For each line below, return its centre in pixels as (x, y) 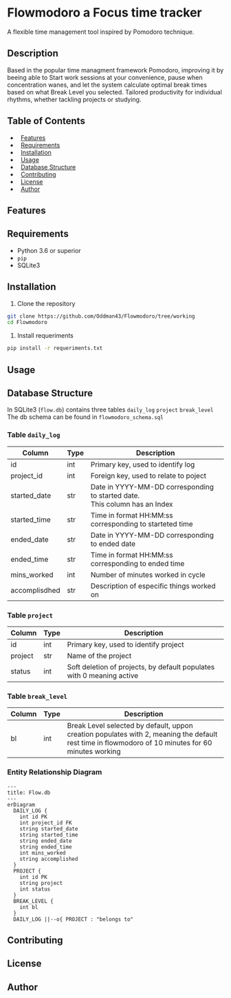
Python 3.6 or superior (49, 250)
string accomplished (49, 859)
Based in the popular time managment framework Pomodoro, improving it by (115, 70)
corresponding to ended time (137, 563)
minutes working (94, 751)
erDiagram (21, 804)
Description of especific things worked (153, 586)
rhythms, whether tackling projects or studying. (74, 99)
